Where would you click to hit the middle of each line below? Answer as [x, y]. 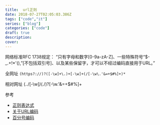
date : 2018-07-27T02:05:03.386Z [38, 14]
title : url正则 [21, 10]
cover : [12, 42]
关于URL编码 [25, 111]
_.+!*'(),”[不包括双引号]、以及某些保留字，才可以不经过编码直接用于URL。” [80, 63]
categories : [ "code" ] [27, 28]
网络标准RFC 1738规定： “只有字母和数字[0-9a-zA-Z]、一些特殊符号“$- [78, 57]
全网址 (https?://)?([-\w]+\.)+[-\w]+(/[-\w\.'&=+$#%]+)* [65, 73]
